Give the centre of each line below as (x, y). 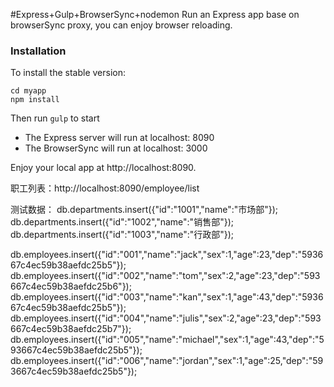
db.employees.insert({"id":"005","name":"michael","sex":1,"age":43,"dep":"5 (167, 340)
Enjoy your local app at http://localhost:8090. (103, 168)
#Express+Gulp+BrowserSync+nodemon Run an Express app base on (155, 14)
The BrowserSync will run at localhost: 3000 (116, 148)
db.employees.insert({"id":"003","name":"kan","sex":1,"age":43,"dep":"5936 (167, 297)
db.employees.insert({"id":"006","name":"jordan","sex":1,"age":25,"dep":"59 (167, 361)
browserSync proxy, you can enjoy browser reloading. (121, 25)
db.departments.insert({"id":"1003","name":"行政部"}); (122, 235)
